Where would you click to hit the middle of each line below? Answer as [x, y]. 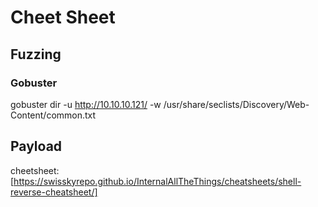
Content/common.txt [53, 115]
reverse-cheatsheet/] [54, 192]
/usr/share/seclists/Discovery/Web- [236, 104]
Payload [36, 146]
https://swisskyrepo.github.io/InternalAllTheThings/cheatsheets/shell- [157, 181]
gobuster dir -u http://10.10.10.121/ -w [86, 104]
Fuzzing [36, 54]
